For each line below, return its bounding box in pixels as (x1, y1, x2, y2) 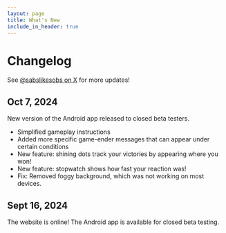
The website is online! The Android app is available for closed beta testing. (7, 218, 220, 226)
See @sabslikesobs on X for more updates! (7, 76, 130, 84)
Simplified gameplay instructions (17, 128, 111, 136)
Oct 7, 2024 (7, 96, 58, 107)
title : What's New (7, 17, 60, 24)
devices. (17, 180, 42, 188)
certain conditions (17, 143, 69, 151)
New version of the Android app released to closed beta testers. (7, 114, 190, 123)
